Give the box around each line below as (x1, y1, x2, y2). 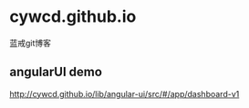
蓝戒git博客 (9, 37, 52, 48)
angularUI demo (9, 64, 103, 80)
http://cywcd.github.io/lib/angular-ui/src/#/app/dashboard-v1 (9, 88, 240, 99)
